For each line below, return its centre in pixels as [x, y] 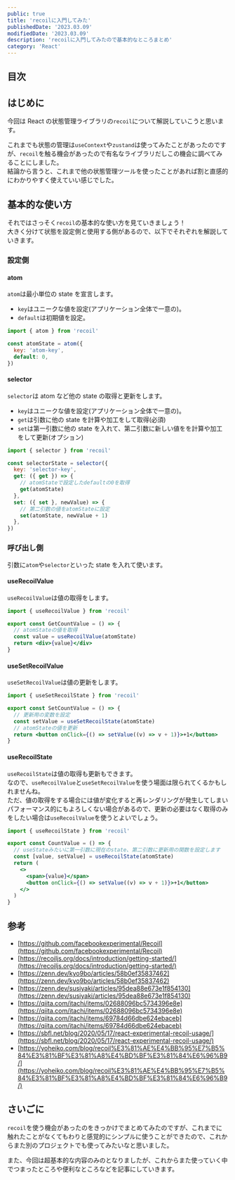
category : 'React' [34, 46]
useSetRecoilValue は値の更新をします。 [65, 683]
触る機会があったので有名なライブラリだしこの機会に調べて [130, 154]
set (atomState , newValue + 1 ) [64, 515]
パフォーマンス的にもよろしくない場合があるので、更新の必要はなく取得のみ [118, 808]
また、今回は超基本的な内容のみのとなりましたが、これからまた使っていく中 [117, 1160]
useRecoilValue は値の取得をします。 [60, 597]
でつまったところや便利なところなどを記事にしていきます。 [93, 1169]
